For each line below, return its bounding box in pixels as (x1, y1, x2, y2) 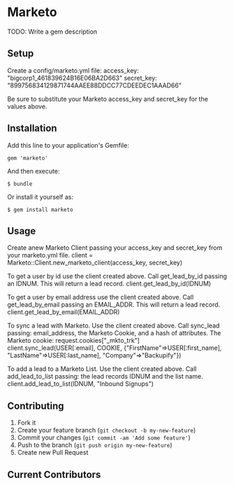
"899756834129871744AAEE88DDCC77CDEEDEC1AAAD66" (7, 81, 182, 90)
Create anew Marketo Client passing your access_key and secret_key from (7, 244, 223, 252)
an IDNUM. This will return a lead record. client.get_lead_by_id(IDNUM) (7, 279, 212, 288)
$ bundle (7, 180, 33, 188)
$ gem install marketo (7, 206, 73, 213)
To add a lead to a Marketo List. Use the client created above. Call (7, 365, 197, 373)
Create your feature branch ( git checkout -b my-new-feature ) (17, 426, 196, 435)
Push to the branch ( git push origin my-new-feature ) (17, 441, 173, 449)
